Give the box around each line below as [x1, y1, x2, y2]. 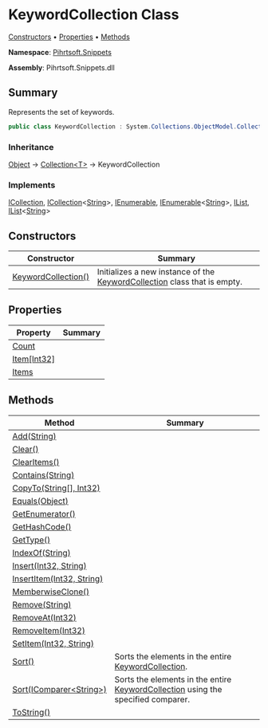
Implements [8, 179, 56, 191]
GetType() [12, 534, 50, 545]
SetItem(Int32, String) [12, 638, 94, 649]
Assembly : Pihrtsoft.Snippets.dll [8, 62, 116, 73]
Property [16, 327, 51, 338]
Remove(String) [12, 599, 72, 610]
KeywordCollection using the [114, 683, 223, 695]
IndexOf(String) [12, 547, 71, 558]
